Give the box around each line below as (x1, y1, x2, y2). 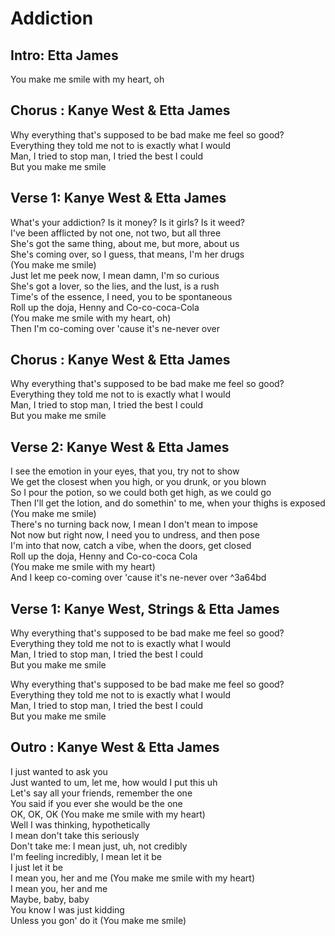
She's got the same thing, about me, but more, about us (10, 237, 240, 249)
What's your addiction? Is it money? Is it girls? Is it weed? (10, 216, 246, 228)
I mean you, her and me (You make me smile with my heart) (10, 872, 255, 884)
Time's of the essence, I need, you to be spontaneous (10, 290, 233, 302)
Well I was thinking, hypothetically (10, 818, 151, 831)
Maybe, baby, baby (10, 893, 90, 905)
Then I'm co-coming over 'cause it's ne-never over (10, 322, 221, 334)
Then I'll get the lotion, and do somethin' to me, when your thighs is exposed (10, 497, 326, 509)
